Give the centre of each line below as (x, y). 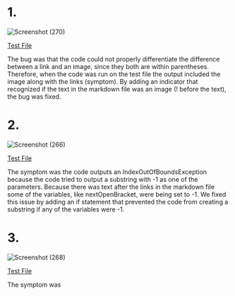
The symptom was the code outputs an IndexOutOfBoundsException (107, 172)
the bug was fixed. (34, 97)
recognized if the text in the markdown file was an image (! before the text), (117, 89)
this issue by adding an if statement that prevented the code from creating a (118, 202)
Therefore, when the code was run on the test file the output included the (114, 74)
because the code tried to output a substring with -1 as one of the (103, 179)
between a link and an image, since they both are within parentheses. (108, 66)
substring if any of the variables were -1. (66, 209)
